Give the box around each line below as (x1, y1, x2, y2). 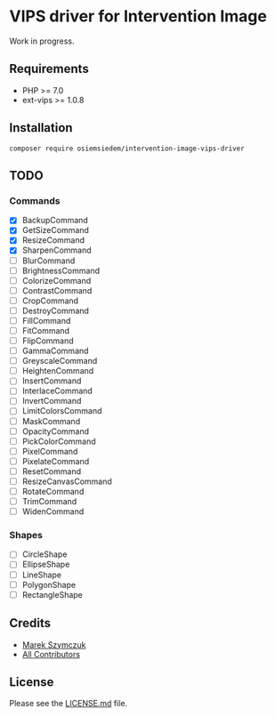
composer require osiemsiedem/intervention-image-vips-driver (9, 144, 245, 153)
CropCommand (21, 295, 78, 306)
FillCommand (21, 315, 71, 326)
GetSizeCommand (21, 225, 89, 236)
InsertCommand (21, 375, 82, 386)
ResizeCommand (21, 235, 85, 246)
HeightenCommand (21, 366, 94, 376)
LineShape (21, 569, 62, 580)
